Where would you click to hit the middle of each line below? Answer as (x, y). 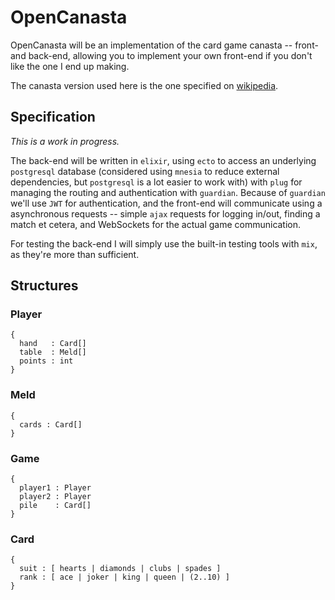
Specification (53, 117)
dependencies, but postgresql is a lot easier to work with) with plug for (156, 182)
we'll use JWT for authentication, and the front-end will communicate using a (166, 203)
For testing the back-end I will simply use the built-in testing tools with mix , (164, 243)
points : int (46, 361)
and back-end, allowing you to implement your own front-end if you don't (161, 55)
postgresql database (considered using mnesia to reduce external (145, 171)
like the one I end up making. (70, 66)
